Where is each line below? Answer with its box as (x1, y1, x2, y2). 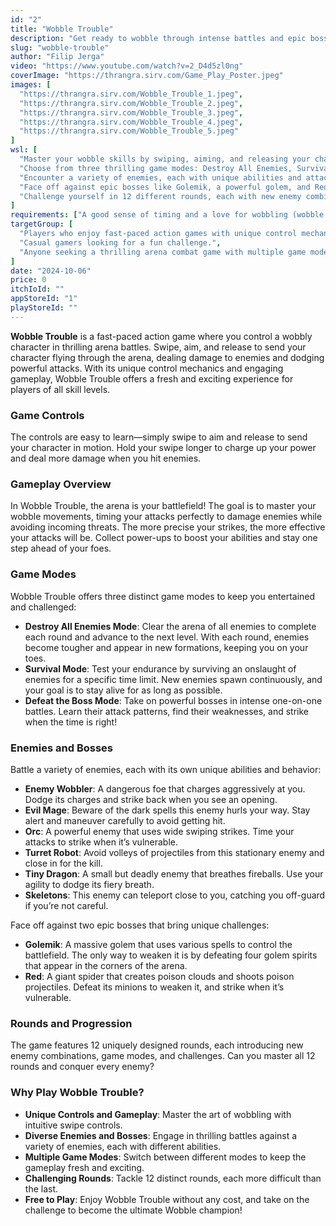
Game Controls (10, 408, 85, 422)
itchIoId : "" (10, 284, 65, 295)
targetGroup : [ (10, 219, 74, 230)
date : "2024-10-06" (10, 266, 92, 276)
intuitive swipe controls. (24, 1119, 123, 1131)
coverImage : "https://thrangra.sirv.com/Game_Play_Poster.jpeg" (10, 71, 284, 81)
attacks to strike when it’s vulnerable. (24, 836, 179, 848)
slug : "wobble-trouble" (10, 42, 110, 53)
